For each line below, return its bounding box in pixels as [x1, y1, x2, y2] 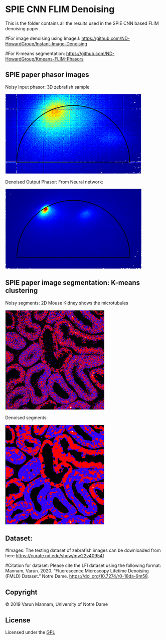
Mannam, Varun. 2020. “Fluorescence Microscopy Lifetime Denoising [5, 568, 149, 574]
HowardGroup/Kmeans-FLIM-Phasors [5, 55, 84, 62]
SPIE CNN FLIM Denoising [5, 4, 115, 15]
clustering [5, 286, 38, 295]
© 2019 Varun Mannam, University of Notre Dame [5, 601, 108, 607]
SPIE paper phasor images [5, 71, 89, 79]
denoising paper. [5, 25, 40, 31]
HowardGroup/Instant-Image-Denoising [5, 40, 88, 46]
